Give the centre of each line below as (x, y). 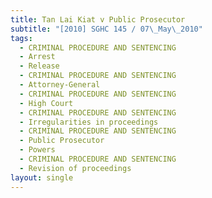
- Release (39, 66)
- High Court (46, 103)
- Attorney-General (60, 85)
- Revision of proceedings (75, 168)
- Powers (37, 150)
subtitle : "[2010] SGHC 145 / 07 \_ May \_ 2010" (106, 29)
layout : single (42, 177)
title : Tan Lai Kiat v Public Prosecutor (98, 19)
